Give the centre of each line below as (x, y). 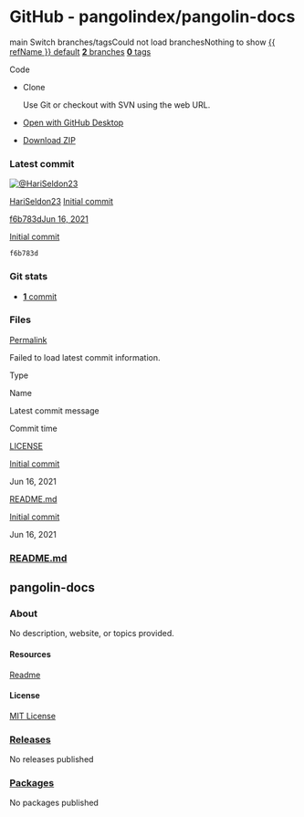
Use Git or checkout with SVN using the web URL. (116, 105)
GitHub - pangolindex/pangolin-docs (152, 17)
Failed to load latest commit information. (85, 357)
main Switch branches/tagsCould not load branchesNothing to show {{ (142, 42)
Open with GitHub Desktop (73, 122)
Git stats (29, 277)
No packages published (54, 803)
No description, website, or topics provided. (92, 634)
